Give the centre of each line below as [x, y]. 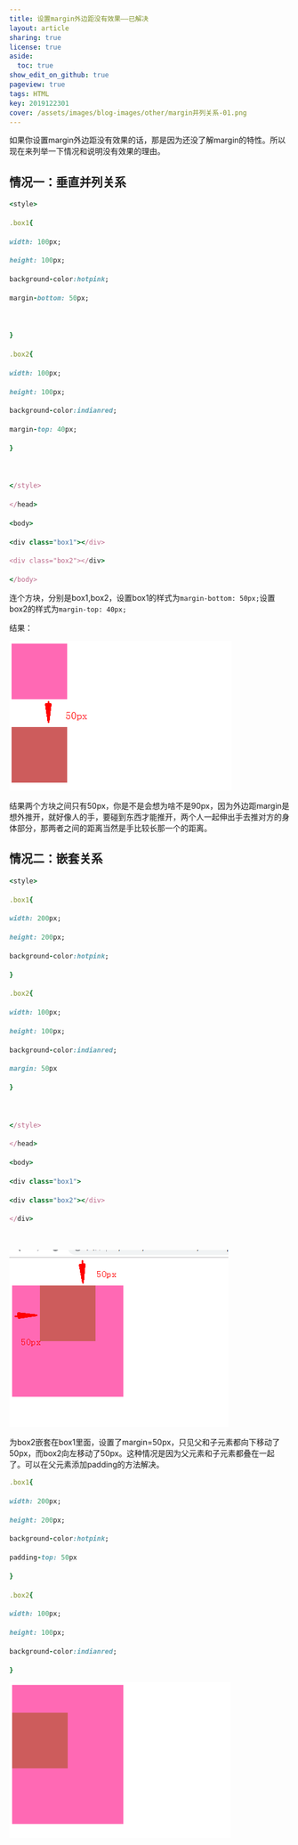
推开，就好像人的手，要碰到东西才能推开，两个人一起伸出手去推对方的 [153, 817]
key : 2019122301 [39, 103]
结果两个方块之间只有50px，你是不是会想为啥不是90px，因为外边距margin [145, 806]
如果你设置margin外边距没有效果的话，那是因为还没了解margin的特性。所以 [148, 140]
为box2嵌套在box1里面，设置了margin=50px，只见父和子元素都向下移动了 [145, 1442]
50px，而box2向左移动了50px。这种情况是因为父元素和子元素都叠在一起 [142, 1453]
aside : [21, 57]
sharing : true [36, 37]
